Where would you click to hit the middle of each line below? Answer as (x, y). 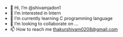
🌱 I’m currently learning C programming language (61, 18)
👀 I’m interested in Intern (36, 13)
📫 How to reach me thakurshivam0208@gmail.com (64, 29)
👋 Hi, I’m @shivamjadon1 (36, 8)
